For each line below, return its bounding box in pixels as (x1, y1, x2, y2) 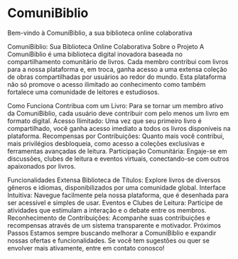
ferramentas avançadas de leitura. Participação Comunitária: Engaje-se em (7, 147, 227, 155)
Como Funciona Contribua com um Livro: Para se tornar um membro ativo (7, 101, 224, 110)
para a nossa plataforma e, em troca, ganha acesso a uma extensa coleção (7, 65, 227, 73)
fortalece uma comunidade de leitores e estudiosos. (7, 88, 160, 96)
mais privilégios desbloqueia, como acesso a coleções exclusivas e (7, 139, 205, 147)
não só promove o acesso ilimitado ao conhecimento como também (7, 80, 206, 88)
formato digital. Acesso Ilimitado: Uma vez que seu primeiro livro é (7, 116, 202, 125)
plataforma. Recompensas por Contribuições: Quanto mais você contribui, (7, 132, 225, 140)
